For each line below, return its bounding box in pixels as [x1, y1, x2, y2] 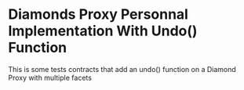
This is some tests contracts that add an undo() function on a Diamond [8, 64, 237, 74]
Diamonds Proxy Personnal [8, 5, 188, 23]
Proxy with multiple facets [8, 73, 93, 82]
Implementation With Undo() [8, 22, 198, 40]
